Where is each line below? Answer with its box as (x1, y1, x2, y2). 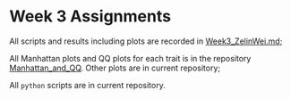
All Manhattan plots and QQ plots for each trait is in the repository (9, 53, 252, 63)
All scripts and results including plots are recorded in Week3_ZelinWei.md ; (9, 36, 283, 46)
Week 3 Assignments (9, 6, 172, 27)
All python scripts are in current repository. (9, 79, 166, 90)
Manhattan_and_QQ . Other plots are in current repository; (9, 62, 221, 73)
